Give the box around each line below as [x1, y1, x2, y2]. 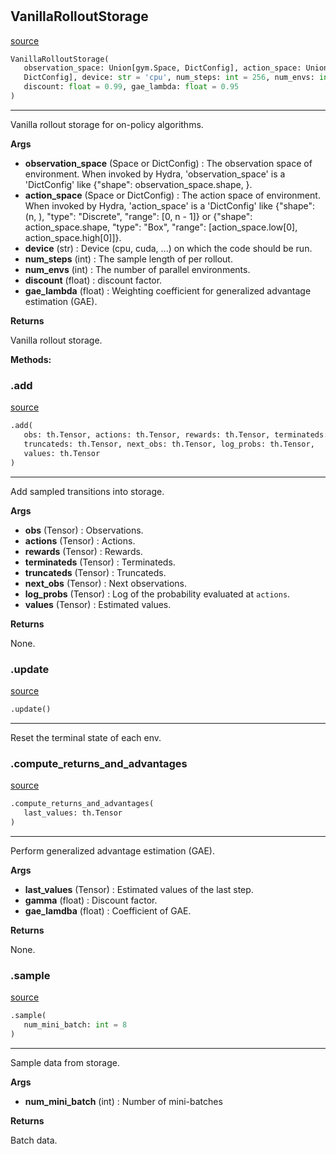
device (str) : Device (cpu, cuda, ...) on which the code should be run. [24, 242, 313, 254]
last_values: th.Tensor [23, 808, 123, 818]
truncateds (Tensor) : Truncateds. [24, 566, 167, 578]
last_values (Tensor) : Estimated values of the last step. [24, 883, 254, 895]
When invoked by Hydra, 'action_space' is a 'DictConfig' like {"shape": [24, 199, 316, 212]
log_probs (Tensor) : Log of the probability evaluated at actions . [24, 588, 291, 600]
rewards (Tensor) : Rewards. [24, 545, 143, 557]
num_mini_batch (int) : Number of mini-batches [24, 1095, 223, 1107]
